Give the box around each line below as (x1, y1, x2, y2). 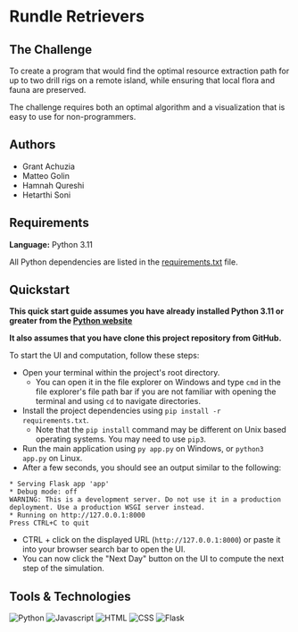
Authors (9, 137, 56, 153)
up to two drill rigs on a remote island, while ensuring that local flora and (9, 75, 275, 86)
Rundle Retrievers (9, 6, 145, 27)
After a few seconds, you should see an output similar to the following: (21, 462, 282, 473)
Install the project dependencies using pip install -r (21, 405, 221, 417)
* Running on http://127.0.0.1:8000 (9, 511, 145, 520)
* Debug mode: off (9, 487, 78, 497)
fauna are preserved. (9, 85, 87, 95)
